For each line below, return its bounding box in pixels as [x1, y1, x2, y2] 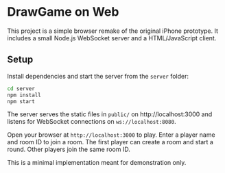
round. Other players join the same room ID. [7, 145, 130, 154]
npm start [7, 98, 36, 105]
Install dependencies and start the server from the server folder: [7, 72, 189, 80]
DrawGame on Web [7, 4, 119, 20]
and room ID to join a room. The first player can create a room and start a [7, 138, 214, 146]
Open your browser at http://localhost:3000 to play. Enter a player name [7, 131, 215, 139]
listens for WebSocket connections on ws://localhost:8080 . [7, 118, 176, 126]
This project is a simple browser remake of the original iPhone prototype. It [7, 27, 218, 35]
